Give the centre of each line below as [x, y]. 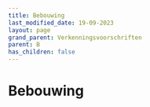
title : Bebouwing [37, 15]
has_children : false [42, 52]
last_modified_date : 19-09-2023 [61, 23]
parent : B [24, 45]
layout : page [29, 30]
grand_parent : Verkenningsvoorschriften [75, 37]
